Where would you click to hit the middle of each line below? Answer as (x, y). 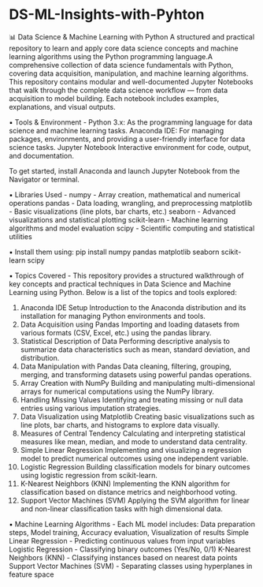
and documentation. (41, 155)
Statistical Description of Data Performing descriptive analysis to (125, 341)
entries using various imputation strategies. (91, 408)
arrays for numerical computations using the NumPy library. (117, 391)
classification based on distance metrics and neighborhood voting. (129, 492)
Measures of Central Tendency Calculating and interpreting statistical (133, 433)
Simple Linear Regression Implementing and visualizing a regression (131, 450)
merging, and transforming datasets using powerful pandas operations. (136, 374)
